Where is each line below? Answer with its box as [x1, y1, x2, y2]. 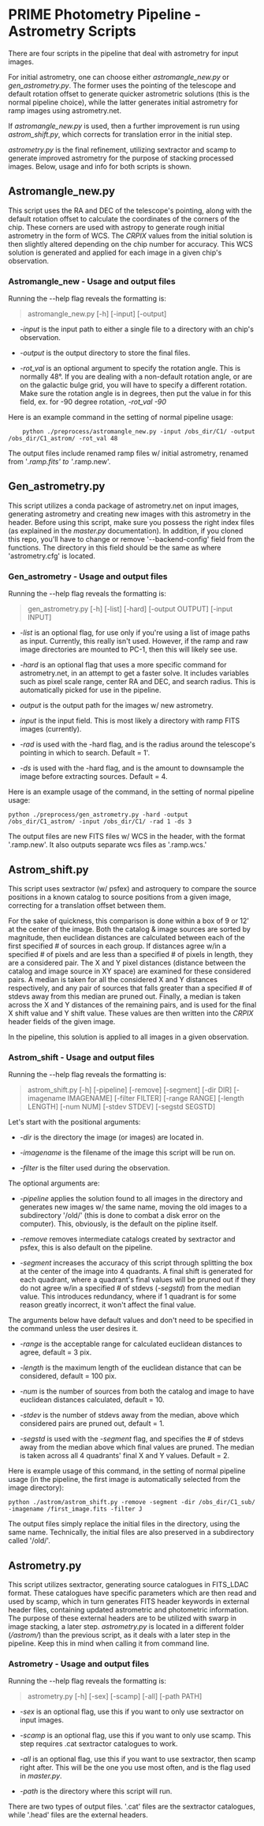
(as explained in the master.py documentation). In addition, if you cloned [8, 526, 244, 535]
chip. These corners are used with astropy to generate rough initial [8, 222, 225, 232]
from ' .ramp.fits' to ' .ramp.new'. [8, 457, 111, 467]
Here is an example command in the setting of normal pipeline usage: [8, 413, 234, 422]
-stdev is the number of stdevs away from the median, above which [19, 1410, 240, 1420]
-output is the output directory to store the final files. [19, 348, 191, 357]
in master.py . [19, 1771, 62, 1781]
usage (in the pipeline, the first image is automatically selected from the [8, 1475, 241, 1484]
